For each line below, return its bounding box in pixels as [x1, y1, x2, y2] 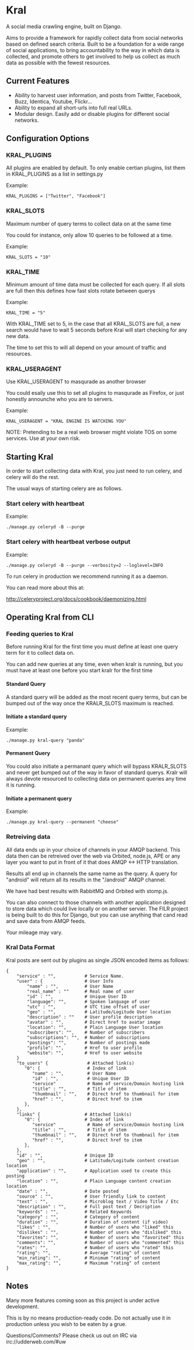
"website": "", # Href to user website [27, 1050, 143, 1056]
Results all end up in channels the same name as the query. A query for [6, 870, 178, 877]
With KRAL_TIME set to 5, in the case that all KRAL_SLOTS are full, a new [6, 320, 181, 327]
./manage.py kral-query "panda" [6, 737, 85, 743]
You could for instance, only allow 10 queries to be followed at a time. [6, 231, 173, 238]
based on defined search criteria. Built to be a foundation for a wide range [6, 40, 185, 47]
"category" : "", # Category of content [16, 1214, 140, 1220]
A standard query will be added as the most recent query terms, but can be [6, 693, 188, 700]
